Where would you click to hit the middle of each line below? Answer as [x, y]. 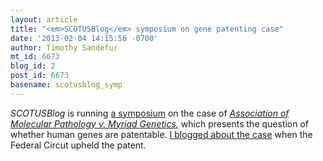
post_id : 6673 [40, 76]
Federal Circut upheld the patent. [78, 145]
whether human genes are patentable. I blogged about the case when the [161, 134]
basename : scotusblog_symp [66, 85]
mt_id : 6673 [35, 57]
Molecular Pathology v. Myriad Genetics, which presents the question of [160, 123]
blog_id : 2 [33, 66]
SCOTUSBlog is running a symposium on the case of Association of [150, 113]
